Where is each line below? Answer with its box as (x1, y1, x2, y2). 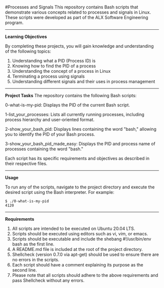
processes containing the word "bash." (5, 146, 83, 152)
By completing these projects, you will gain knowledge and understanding (5, 43, 154, 49)
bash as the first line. (12, 241, 55, 247)
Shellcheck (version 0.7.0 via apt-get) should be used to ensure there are (12, 251, 159, 257)
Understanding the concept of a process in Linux (12, 68, 111, 74)
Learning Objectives (5, 34, 47, 40)
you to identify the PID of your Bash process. (5, 131, 95, 137)
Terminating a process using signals (12, 73, 85, 79)
